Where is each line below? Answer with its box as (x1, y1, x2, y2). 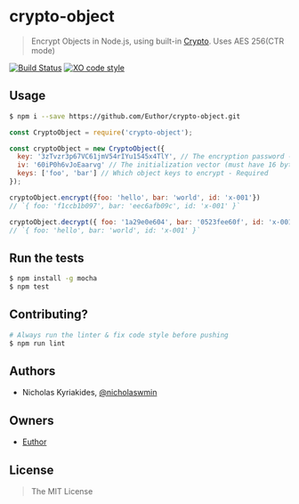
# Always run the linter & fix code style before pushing (9, 330, 229, 339)
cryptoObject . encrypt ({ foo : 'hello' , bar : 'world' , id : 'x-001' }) (9, 193, 261, 202)
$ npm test (9, 282, 50, 291)
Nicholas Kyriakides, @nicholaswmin (21, 387, 158, 398)
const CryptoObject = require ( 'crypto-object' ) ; (9, 127, 193, 137)
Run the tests (9, 250, 85, 265)
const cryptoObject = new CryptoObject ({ (9, 144, 166, 153)
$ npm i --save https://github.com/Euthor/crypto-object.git (9, 111, 241, 121)
